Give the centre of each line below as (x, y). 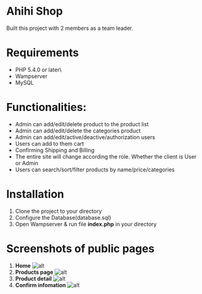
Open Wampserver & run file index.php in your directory (86, 224)
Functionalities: (47, 107)
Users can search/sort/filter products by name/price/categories (95, 170)
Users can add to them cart (49, 143)
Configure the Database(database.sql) (63, 217)
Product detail (33, 278)
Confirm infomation (40, 285)
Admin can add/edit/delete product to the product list (82, 124)
